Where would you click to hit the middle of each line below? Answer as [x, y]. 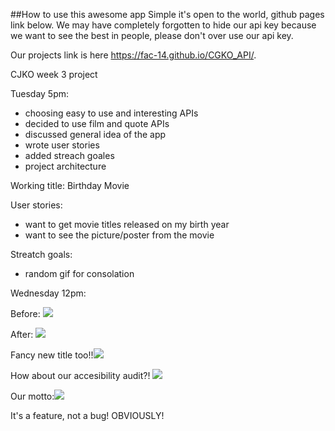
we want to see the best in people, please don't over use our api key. [152, 35]
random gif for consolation [79, 273]
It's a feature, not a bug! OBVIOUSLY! [87, 415]
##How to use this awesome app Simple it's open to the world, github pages [167, 14]
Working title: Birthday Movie [70, 185]
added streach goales [69, 155]
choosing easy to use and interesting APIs [111, 113]
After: [22, 334]
